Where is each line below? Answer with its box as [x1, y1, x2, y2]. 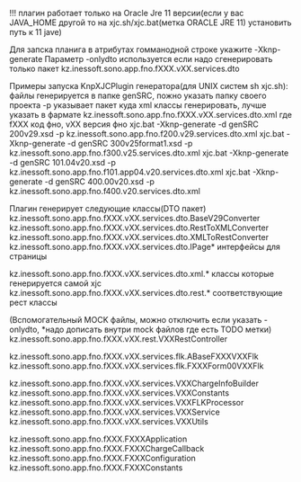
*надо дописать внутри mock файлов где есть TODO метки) [41, 324, 272, 335]
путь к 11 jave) [9, 27, 63, 37]
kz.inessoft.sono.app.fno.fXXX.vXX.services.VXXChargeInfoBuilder [9, 378, 259, 388]
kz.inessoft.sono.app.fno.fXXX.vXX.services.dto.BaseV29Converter [9, 213, 261, 223]
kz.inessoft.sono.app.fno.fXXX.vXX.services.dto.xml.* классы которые [9, 269, 274, 279]
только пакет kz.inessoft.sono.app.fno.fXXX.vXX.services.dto [9, 63, 240, 74]
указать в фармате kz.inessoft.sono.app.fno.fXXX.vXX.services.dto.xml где [9, 110, 292, 120]
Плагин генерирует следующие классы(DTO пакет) [9, 203, 207, 214]
